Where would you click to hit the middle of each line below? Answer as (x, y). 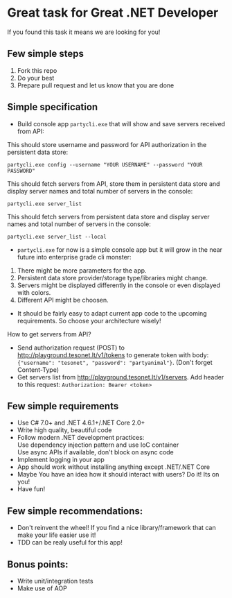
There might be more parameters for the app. (82, 270)
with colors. (34, 292)
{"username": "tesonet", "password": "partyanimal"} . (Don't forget (115, 362)
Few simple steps (46, 54)
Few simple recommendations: (75, 511)
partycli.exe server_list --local (57, 237)
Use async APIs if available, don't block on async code (96, 452)
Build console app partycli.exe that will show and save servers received (121, 123)
